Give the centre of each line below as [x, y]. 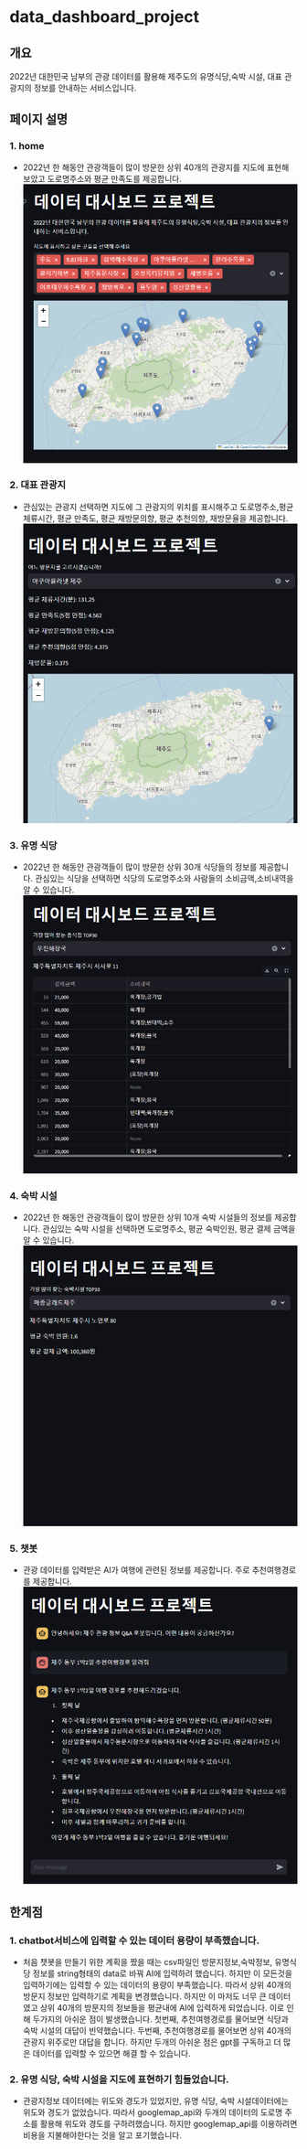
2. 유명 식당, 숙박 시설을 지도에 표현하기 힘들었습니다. [119, 2080]
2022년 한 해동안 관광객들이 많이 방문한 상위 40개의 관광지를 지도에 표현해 [156, 167]
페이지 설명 [39, 119]
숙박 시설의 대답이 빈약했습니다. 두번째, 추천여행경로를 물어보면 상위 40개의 [157, 2031]
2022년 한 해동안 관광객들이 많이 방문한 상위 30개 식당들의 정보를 [140, 867]
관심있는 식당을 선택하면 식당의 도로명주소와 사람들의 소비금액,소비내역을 [164, 879]
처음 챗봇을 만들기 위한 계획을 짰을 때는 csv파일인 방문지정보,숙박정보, [148, 1962]
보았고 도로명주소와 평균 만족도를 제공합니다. [102, 178]
